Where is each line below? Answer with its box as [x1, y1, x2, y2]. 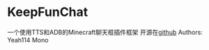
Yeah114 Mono [7, 35, 49, 44]
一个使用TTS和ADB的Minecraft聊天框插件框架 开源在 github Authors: [7, 28, 203, 36]
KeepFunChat [7, 4, 88, 20]
